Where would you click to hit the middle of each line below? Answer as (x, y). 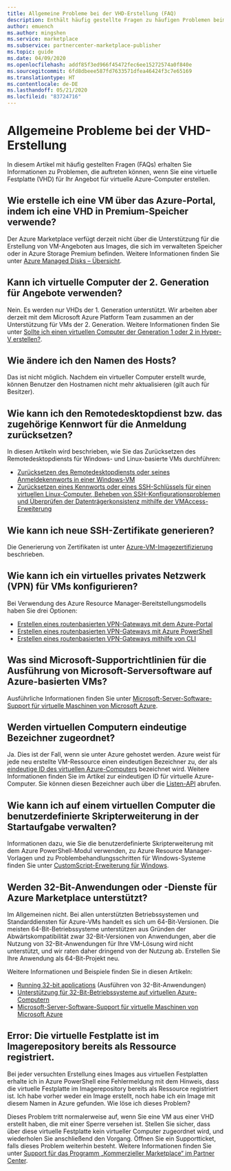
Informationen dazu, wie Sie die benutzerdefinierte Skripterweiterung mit (110, 843)
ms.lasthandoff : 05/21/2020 (47, 90)
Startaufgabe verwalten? (62, 827)
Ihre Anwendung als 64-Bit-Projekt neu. (64, 958)
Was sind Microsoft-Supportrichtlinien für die (107, 661)
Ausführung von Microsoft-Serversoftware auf (110, 671)
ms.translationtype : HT (41, 77)
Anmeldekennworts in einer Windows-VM (76, 480)
